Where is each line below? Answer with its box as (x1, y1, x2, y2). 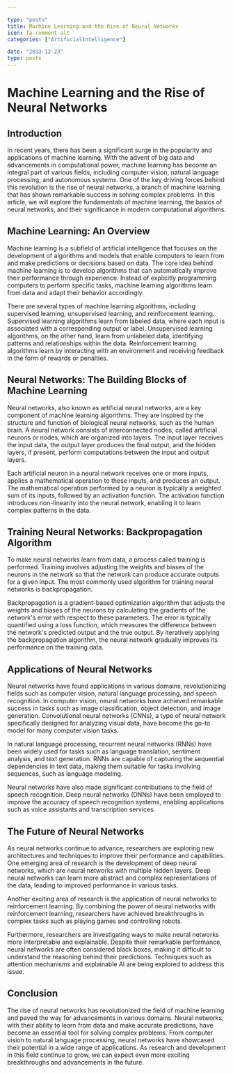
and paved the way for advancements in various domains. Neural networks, (7, 1013, 224, 1022)
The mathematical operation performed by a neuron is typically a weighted (7, 483, 221, 492)
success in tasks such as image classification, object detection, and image (7, 704, 221, 712)
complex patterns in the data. (7, 506, 92, 514)
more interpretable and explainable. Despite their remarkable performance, (7, 938, 223, 946)
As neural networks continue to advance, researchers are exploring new (7, 844, 214, 853)
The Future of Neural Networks (7, 825, 145, 837)
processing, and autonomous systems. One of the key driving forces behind (7, 176, 225, 183)
